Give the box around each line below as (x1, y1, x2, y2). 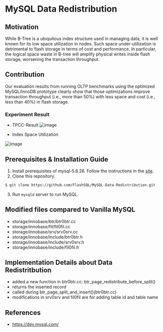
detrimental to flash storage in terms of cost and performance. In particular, (5, 46, 157, 52)
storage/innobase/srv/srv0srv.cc (12, 229, 78, 235)
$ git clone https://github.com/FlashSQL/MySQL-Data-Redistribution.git (5, 183, 156, 187)
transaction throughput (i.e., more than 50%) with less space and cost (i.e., (5, 93, 156, 99)
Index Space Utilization (12, 131, 58, 137)
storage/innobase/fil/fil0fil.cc (12, 223, 71, 229)
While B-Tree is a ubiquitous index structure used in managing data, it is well (5, 36, 158, 41)
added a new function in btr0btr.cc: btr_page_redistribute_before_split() (12, 279, 156, 285)
